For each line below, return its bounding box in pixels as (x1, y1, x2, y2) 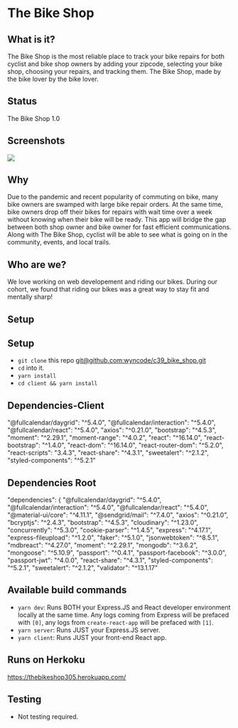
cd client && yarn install (17, 380, 98, 387)
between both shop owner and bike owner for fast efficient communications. (7, 223, 232, 232)
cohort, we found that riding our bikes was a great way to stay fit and (7, 285, 210, 294)
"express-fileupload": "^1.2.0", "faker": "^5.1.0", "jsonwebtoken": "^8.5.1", (7, 533, 220, 542)
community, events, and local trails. (7, 238, 112, 247)
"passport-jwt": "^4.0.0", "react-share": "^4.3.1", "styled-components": (7, 556, 213, 564)
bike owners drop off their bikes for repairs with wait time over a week (7, 208, 212, 216)
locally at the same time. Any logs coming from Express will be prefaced (17, 610, 229, 619)
